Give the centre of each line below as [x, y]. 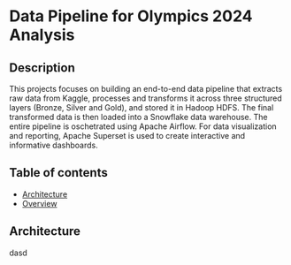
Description [42, 68]
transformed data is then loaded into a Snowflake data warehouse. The [138, 117]
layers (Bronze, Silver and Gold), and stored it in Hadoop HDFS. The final [142, 107]
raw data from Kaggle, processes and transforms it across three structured [146, 98]
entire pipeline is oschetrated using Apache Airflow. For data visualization [143, 126]
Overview [39, 203]
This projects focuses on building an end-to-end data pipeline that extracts [146, 89]
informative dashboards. [54, 145]
